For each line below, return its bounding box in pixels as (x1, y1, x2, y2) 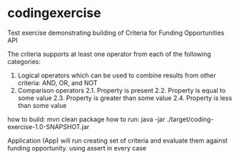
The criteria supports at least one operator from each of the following (7, 50, 212, 58)
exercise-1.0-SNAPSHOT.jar (7, 122, 90, 131)
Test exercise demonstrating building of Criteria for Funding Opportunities (7, 28, 225, 37)
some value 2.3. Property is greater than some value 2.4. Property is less (17, 94, 233, 102)
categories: (7, 57, 41, 65)
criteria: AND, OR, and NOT (17, 78, 98, 87)
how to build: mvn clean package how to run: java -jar (7, 115, 166, 124)
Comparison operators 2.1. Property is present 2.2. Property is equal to (17, 86, 226, 94)
